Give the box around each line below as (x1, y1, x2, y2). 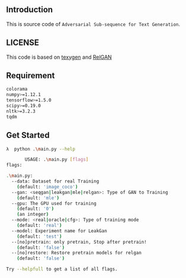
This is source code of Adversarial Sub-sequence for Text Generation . (6, 20, 181, 27)
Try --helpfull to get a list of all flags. (6, 266, 118, 272)
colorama (6, 86, 28, 92)
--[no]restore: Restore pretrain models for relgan (11, 250, 142, 256)
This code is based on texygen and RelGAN (6, 53, 112, 60)
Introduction (6, 5, 53, 15)
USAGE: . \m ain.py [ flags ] (24, 156, 89, 162)
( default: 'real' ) (17, 222, 62, 228)
